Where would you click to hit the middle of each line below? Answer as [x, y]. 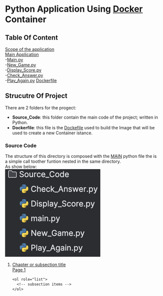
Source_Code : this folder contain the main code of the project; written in [85, 117]
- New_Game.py [21, 65]
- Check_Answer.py [24, 75]
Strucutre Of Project [36, 96]
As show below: [21, 167]
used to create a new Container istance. [52, 133]
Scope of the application [30, 49]
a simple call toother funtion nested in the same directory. [63, 161]
